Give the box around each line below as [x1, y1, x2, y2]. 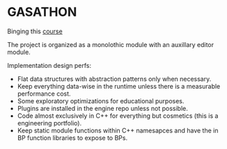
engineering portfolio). [17, 119, 82, 127]
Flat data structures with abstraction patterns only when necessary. [17, 74, 212, 83]
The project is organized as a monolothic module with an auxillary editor [7, 40, 214, 49]
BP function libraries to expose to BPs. [17, 133, 127, 142]
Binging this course [7, 27, 63, 35]
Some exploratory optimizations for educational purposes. [17, 96, 185, 105]
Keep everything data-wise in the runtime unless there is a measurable [17, 82, 221, 90]
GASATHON [7, 4, 77, 20]
